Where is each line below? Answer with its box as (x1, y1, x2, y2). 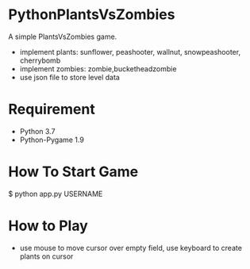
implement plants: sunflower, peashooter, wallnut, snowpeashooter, (19, 47, 240, 56)
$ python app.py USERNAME (8, 189, 103, 198)
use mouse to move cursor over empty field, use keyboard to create (19, 243, 242, 252)
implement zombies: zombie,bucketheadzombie (19, 63, 177, 73)
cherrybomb (19, 56, 61, 65)
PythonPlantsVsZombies (8, 6, 175, 24)
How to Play (8, 217, 89, 235)
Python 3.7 (19, 126, 56, 136)
